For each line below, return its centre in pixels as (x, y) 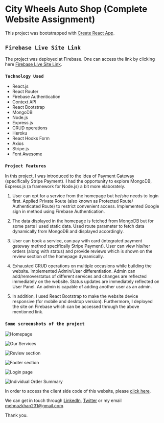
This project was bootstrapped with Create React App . (60, 33)
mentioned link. (28, 312)
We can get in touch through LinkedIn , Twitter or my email (63, 400)
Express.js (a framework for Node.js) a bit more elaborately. (65, 187)
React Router (25, 92)
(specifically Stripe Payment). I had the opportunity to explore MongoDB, (78, 181)
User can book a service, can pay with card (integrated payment (77, 241)
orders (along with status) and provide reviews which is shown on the (82, 251)
